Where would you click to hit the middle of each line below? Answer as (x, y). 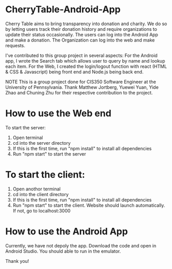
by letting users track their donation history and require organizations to (81, 29)
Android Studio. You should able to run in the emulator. (63, 251)
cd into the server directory (42, 143)
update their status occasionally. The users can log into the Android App (82, 34)
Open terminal (28, 138)
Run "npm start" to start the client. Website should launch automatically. (89, 205)
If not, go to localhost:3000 (42, 210)
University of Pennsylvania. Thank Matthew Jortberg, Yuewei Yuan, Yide (82, 87)
